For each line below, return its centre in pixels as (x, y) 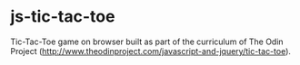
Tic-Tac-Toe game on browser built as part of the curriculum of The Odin (147, 42)
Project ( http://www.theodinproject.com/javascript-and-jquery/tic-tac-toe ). (151, 51)
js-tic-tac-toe (63, 17)
